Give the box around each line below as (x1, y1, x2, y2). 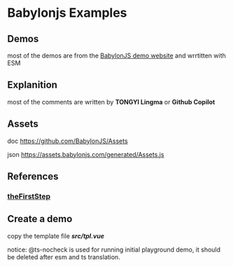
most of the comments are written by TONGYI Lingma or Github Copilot (7, 97, 216, 106)
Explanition (7, 79, 58, 91)
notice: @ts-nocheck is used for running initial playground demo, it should (7, 245, 221, 254)
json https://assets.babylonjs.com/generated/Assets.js (7, 150, 164, 158)
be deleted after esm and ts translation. (7, 252, 120, 261)
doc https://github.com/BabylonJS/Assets (7, 137, 128, 145)
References (7, 170, 59, 183)
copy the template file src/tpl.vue (7, 231, 105, 240)
